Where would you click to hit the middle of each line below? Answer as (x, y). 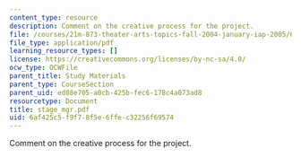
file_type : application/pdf (62, 43)
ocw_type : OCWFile (43, 68)
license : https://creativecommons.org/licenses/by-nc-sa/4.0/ (128, 59)
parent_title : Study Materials (68, 76)
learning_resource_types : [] (64, 51)
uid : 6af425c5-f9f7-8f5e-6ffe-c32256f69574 (92, 118)
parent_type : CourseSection (62, 84)
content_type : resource (54, 17)
